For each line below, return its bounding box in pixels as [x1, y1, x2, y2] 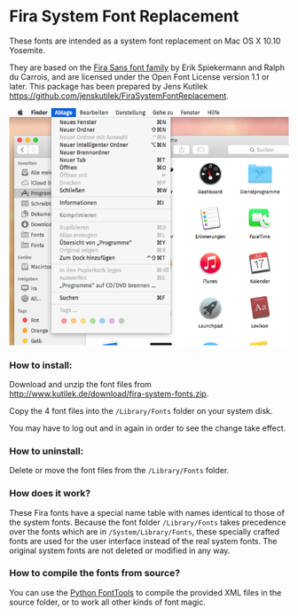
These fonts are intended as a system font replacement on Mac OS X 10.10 [9, 35, 281, 46]
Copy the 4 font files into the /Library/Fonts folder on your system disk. [9, 405, 273, 416]
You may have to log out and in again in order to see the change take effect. [9, 423, 286, 433]
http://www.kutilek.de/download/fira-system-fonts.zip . [9, 388, 209, 399]
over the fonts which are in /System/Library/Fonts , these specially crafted [9, 526, 280, 537]
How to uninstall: [9, 445, 84, 457]
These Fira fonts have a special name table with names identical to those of [9, 507, 286, 518]
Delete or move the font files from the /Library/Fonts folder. [9, 465, 230, 476]
